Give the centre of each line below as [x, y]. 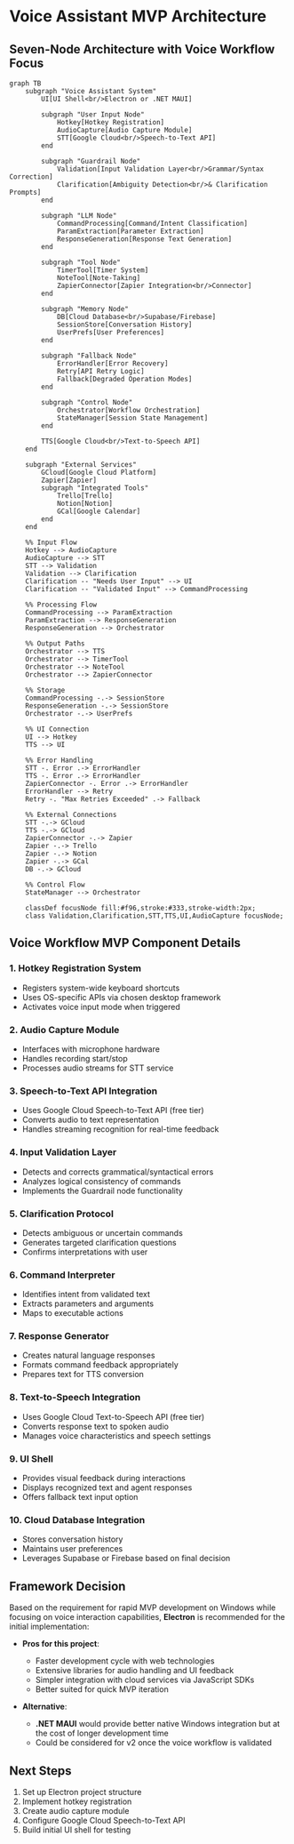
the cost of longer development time [102, 1733]
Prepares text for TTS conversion [83, 1375]
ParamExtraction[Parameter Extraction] [130, 231]
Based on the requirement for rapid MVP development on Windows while [143, 1607]
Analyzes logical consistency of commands [101, 1181]
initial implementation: [49, 1627]
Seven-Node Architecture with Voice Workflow [142, 49]
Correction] [31, 177]
